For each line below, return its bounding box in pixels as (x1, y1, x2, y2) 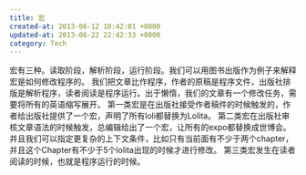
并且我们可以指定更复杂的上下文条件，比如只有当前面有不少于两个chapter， (9, 133, 294, 144)
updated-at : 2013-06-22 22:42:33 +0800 (9, 30, 161, 39)
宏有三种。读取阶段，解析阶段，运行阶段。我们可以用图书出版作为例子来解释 (9, 65, 297, 76)
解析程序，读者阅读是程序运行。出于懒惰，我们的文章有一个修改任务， (25, 87, 289, 98)
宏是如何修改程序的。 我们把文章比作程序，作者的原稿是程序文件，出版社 (9, 77, 283, 87)
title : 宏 (9, 13, 46, 23)
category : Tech (9, 38, 67, 48)
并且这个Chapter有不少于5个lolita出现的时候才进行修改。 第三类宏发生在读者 (9, 145, 296, 156)
